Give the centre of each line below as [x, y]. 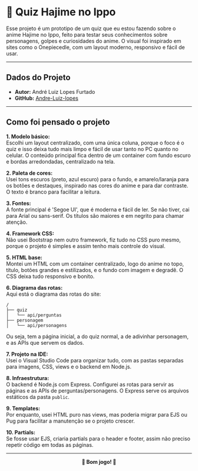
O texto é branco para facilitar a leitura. [54, 192]
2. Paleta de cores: [29, 173]
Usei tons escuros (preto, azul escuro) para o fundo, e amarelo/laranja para [98, 179]
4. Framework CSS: [30, 233]
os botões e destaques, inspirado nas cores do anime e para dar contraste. [97, 185]
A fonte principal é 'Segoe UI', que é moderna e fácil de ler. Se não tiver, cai [98, 210]
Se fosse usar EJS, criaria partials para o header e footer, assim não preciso [98, 439]
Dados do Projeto [38, 78]
